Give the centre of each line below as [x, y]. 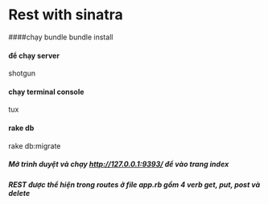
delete [19, 193]
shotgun [22, 73]
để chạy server [34, 55]
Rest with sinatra [66, 15]
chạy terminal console [46, 92]
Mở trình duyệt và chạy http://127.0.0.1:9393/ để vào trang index [119, 164]
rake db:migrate [35, 145]
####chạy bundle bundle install [61, 37]
